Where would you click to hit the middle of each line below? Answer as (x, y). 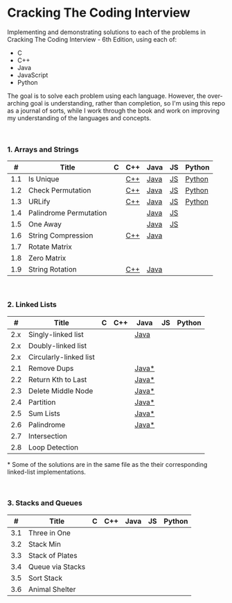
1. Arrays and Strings (43, 149)
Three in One (50, 533)
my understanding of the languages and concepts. (79, 118)
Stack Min (45, 544)
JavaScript (33, 75)
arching (18, 103)
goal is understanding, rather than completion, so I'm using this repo (128, 103)
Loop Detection (53, 447)
